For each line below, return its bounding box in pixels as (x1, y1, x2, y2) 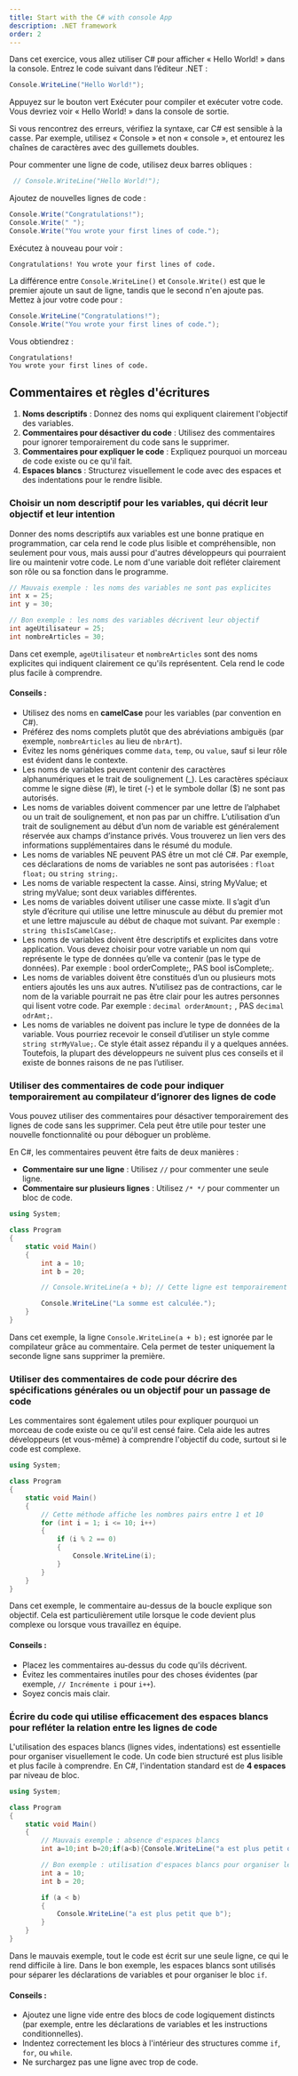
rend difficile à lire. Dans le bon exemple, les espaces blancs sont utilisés (9, 1959, 277, 1970)
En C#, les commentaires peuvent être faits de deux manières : (9, 1147, 239, 1157)
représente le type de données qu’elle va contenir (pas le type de (21, 954, 262, 964)
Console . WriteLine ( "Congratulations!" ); (9, 311, 161, 320)
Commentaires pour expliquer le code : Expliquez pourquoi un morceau (21, 447, 287, 457)
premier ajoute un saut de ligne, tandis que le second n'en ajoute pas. (9, 285, 264, 295)
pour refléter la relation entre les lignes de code (9, 1721, 217, 1734)
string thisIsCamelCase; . (21, 925, 117, 936)
